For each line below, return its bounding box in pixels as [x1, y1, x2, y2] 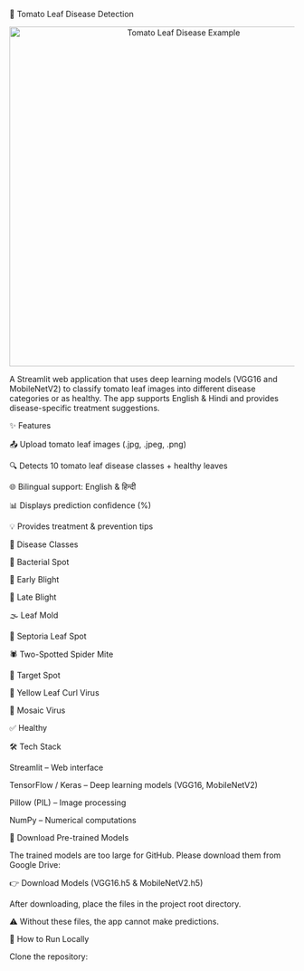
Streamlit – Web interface [9, 762, 104, 773]
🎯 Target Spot [9, 670, 61, 680]
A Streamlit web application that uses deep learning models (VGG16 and [9, 374, 278, 384]
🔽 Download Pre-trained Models [9, 832, 129, 842]
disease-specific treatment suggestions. [9, 403, 160, 413]
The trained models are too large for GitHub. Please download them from [9, 850, 281, 860]
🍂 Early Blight [9, 574, 60, 584]
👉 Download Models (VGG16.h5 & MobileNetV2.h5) [9, 878, 204, 888]
